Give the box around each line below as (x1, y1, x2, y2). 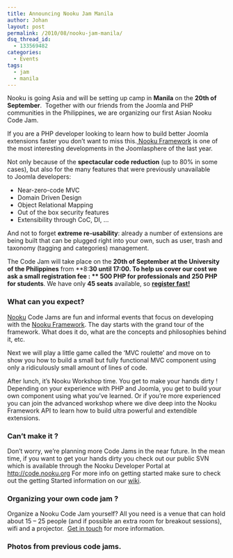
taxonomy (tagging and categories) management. (7, 244, 150, 253)
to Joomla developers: (7, 173, 72, 181)
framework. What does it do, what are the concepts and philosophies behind (7, 328, 227, 336)
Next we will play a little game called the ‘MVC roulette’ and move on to (7, 349, 211, 357)
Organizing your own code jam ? (7, 493, 119, 503)
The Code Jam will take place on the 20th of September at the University (7, 257, 220, 266)
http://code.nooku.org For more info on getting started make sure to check (7, 469, 221, 477)
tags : (7, 62, 23, 69)
